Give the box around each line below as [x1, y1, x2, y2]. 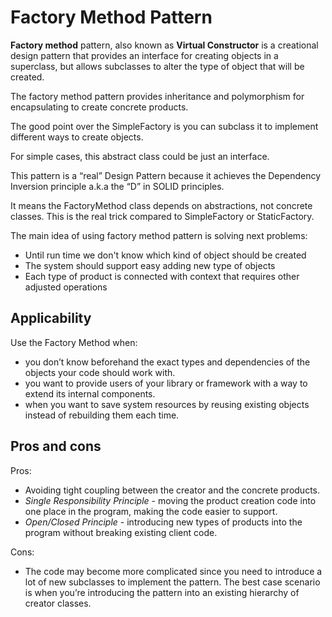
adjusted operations [24, 281, 108, 293]
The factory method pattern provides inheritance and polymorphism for [10, 90, 305, 102]
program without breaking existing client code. [24, 526, 218, 538]
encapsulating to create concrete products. [10, 101, 189, 113]
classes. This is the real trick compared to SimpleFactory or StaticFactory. [10, 210, 315, 222]
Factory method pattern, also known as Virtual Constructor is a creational [10, 39, 319, 51]
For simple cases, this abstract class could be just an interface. [10, 150, 270, 162]
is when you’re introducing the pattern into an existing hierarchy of [24, 586, 300, 598]
